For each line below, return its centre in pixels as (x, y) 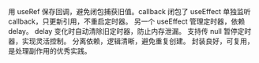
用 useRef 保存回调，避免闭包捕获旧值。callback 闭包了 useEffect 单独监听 (129, 11)
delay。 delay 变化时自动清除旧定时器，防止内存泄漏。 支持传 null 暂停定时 (130, 31)
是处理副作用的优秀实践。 (50, 51)
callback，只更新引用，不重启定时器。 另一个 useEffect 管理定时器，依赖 (127, 21)
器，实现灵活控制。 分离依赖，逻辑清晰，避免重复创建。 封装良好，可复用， (131, 41)
